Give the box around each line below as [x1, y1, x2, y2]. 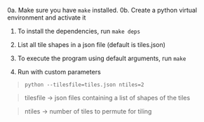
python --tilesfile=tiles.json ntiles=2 [24, 81, 144, 88]
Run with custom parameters [17, 68, 102, 76]
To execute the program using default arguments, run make [17, 54, 186, 62]
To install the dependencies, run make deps [17, 27, 141, 35]
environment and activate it [7, 13, 86, 22]
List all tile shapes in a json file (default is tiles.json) [17, 41, 166, 48]
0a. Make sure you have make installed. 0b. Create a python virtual [7, 6, 198, 14]
